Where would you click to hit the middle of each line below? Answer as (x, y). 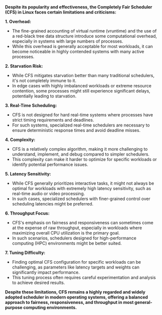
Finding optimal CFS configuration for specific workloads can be (76, 262)
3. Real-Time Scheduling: (31, 105)
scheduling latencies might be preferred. (53, 204)
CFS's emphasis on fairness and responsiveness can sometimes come (83, 223)
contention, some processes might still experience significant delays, (81, 91)
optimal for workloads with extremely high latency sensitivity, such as (81, 188)
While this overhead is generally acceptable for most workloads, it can (82, 46)
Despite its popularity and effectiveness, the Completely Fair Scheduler (79, 7)
